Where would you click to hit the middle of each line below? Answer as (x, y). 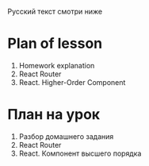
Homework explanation (57, 65)
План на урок (54, 115)
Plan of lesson (55, 44)
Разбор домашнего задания (66, 136)
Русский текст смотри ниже (55, 12)
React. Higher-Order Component (72, 82)
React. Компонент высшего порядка (80, 153)
